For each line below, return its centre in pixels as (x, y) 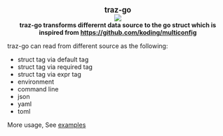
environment (36, 82)
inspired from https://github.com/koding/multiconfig (118, 32)
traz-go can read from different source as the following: (88, 46)
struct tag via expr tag (49, 74)
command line (38, 89)
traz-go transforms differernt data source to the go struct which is (118, 25)
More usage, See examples (47, 125)
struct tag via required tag (55, 67)
